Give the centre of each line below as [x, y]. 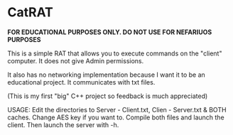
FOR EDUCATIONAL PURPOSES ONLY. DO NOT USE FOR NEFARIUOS [110, 32]
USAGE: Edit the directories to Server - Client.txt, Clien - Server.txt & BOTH [117, 109]
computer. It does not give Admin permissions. [76, 60]
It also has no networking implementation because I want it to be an [107, 75]
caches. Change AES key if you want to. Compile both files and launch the [116, 117]
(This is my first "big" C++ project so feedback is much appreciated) [108, 96]
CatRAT [30, 12]
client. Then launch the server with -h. [63, 124]
